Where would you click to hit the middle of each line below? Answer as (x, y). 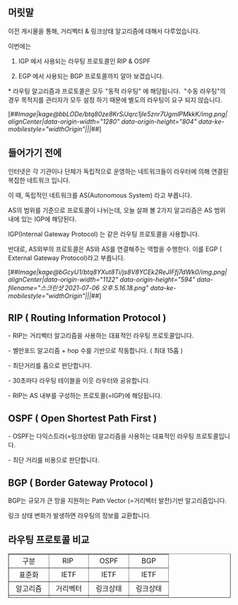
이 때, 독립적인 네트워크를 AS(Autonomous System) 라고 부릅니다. (100, 195)
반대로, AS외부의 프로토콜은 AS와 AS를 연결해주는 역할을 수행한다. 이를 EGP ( (115, 248)
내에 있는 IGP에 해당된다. (42, 219)
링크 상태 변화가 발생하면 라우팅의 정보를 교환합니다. (79, 516)
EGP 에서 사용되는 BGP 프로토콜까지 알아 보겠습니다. (91, 76)
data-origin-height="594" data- (167, 279)
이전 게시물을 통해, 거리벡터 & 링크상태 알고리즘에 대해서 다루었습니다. (104, 31)
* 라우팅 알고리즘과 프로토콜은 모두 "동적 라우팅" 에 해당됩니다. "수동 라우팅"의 (117, 91)
